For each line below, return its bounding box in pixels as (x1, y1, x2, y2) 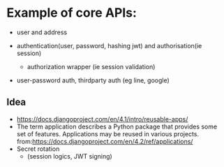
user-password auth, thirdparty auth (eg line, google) (16, 75, 170, 85)
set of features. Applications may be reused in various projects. (16, 129, 200, 138)
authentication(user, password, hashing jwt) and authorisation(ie (16, 41, 202, 50)
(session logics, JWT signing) (27, 152, 112, 160)
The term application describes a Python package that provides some (16, 122, 218, 131)
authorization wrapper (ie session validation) (27, 62, 156, 71)
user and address (16, 28, 68, 36)
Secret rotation (16, 145, 60, 153)
